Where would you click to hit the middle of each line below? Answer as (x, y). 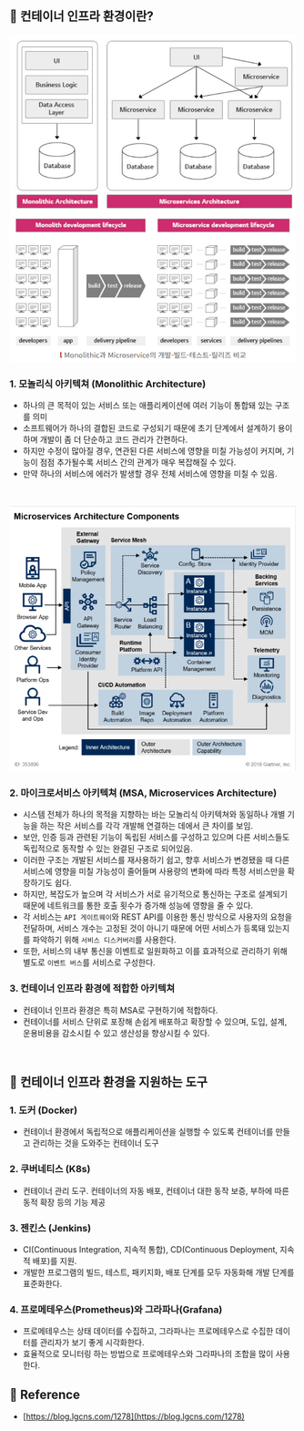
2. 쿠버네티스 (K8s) (50, 1169)
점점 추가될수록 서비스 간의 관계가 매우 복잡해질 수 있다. (138, 462)
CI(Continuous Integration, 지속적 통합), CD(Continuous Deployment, (150, 1249)
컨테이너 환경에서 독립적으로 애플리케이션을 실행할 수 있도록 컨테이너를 (148, 1132)
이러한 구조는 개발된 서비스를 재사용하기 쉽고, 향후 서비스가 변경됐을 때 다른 (156, 860)
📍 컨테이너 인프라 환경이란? (81, 16)
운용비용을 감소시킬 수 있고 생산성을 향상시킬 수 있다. (116, 1033)
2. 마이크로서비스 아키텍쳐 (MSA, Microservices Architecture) (143, 793)
